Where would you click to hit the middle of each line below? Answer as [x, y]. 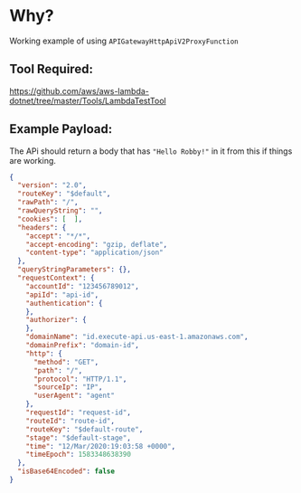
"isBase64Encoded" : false [66, 471]
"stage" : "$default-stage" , [78, 438]
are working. [33, 160]
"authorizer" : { [56, 320]
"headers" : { [42, 227]
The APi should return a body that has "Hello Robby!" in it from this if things [151, 151]
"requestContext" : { [56, 278]
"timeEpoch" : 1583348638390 [78, 455]
